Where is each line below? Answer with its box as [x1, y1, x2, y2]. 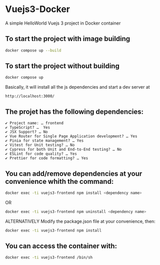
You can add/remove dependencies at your [5, 169, 142, 178]
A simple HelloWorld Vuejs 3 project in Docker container [5, 20, 121, 26]
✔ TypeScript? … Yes [5, 125, 50, 130]
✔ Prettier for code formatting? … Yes [5, 156, 88, 161]
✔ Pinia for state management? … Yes [5, 138, 84, 143]
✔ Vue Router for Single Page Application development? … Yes [5, 134, 137, 139]
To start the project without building [5, 62, 120, 71]
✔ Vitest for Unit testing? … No [5, 143, 75, 148]
